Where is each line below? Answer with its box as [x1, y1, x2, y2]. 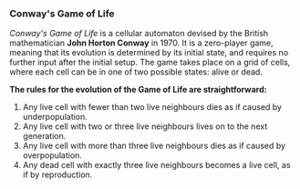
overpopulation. [22, 150, 82, 161]
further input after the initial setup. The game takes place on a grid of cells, [9, 57, 291, 68]
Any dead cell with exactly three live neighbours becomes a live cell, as [22, 160, 291, 171]
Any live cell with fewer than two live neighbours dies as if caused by [22, 102, 283, 113]
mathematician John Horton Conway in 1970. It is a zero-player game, [9, 37, 274, 48]
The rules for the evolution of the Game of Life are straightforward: [9, 85, 267, 95]
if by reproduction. [22, 169, 93, 180]
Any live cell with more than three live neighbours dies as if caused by [22, 140, 285, 152]
